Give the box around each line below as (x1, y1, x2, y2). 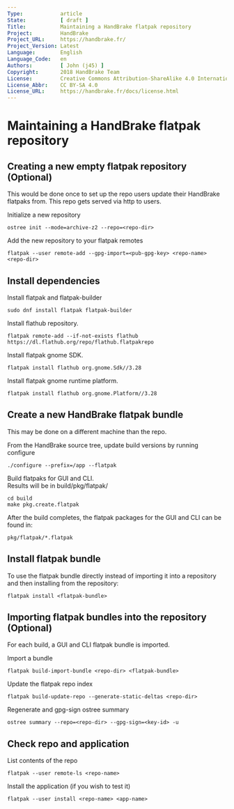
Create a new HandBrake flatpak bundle (7, 409, 184, 421)
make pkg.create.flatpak (7, 501, 79, 508)
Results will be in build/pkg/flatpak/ (7, 481, 108, 490)
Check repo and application (7, 738, 130, 750)
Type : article (7, 10, 82, 17)
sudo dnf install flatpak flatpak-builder (7, 307, 132, 314)
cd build (7, 495, 33, 502)
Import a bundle (7, 654, 54, 663)
